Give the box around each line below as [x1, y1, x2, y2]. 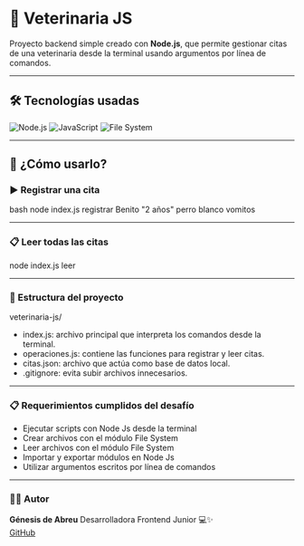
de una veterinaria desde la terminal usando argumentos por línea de [9, 47, 267, 58]
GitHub [9, 527, 36, 538]
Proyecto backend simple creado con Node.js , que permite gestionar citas [9, 38, 288, 49]
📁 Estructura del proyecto [9, 291, 124, 303]
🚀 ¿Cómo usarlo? [9, 157, 108, 172]
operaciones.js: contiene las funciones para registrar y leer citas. [22, 349, 265, 359]
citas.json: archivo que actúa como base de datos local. [22, 358, 231, 369]
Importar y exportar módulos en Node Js [22, 452, 175, 463]
